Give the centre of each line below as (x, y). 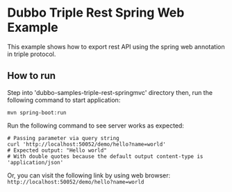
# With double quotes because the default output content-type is (105, 156)
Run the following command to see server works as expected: (96, 125)
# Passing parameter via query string (63, 138)
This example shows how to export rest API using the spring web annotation (116, 46)
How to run (32, 76)
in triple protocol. (32, 54)
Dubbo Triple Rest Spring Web (96, 13)
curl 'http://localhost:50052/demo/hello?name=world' (87, 144)
